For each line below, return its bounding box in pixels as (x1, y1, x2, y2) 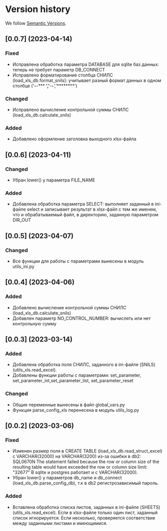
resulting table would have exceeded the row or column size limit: (12, 464, 147, 470)
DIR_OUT (12, 217, 31, 223)
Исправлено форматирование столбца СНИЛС (12, 72, 113, 78)
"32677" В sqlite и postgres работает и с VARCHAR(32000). (12, 469, 138, 476)
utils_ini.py (12, 263, 34, 270)
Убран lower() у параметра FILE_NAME (12, 177, 95, 183)
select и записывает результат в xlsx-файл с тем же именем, (26, 206, 157, 212)
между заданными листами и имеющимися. (12, 520, 107, 526)
